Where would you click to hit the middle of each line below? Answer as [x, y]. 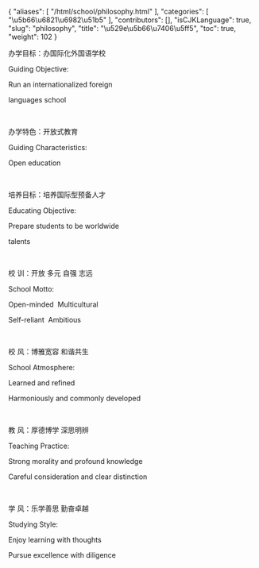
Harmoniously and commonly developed [75, 398]
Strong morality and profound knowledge [75, 461]
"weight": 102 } [33, 37]
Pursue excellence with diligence [62, 555]
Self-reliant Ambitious [45, 320]
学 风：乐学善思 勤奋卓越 [48, 508]
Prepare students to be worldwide [64, 226]
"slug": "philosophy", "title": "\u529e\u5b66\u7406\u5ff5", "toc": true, [122, 28]
